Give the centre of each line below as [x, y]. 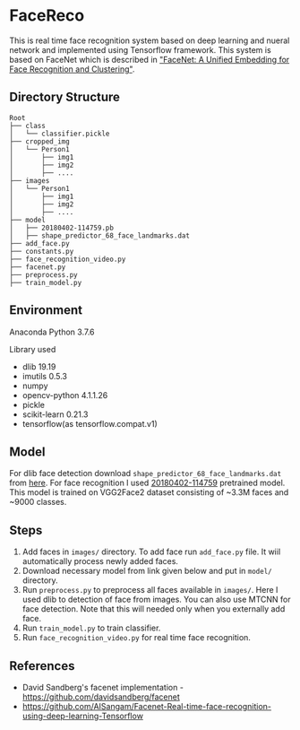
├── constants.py [42, 251]
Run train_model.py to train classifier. [91, 628]
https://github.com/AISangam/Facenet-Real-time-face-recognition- [146, 706]
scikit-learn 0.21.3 [55, 414]
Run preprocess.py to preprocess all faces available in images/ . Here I [150, 590]
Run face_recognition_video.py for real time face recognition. [136, 638]
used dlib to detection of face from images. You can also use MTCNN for [156, 600]
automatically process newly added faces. [100, 561]
